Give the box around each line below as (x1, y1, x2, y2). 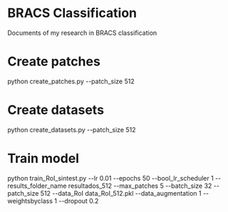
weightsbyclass (7, 196, 53, 205)
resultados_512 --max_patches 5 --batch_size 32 (68, 181, 212, 190)
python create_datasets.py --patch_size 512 (7, 125, 136, 134)
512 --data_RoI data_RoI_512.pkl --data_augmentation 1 (40, 189, 202, 197)
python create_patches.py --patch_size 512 (7, 77, 135, 85)
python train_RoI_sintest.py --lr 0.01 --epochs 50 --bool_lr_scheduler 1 (7, 174, 214, 182)
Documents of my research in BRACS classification (7, 28, 157, 37)
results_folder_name (7, 181, 67, 190)
